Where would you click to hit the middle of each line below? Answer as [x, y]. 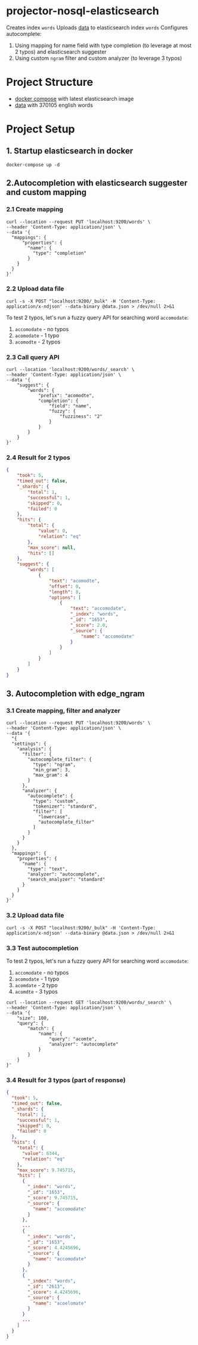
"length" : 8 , [65, 592]
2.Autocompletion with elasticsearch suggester [97, 183]
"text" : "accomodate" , [98, 609]
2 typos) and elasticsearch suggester [61, 51]
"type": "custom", [55, 801]
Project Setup [41, 129]
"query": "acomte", [73, 1039]
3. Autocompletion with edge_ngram [75, 694]
